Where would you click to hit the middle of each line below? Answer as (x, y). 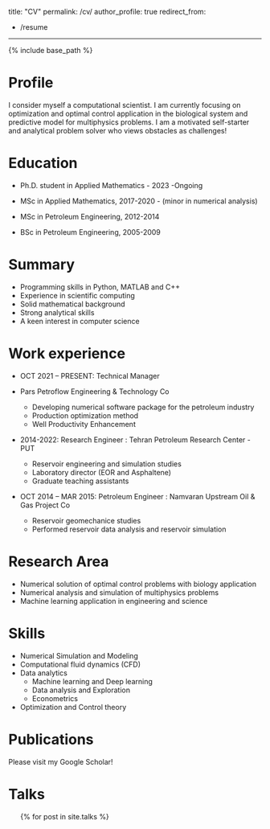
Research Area (59, 561)
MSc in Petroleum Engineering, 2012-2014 (90, 216)
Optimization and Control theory (73, 707)
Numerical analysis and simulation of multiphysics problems (119, 592)
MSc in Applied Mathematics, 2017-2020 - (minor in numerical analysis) (139, 201)
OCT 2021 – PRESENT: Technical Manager (90, 376)
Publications (51, 739)
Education (43, 163)
